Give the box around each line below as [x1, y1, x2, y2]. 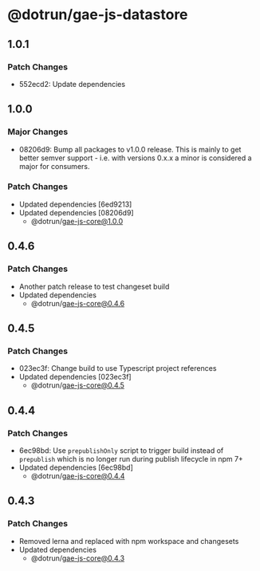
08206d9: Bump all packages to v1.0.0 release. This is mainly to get [18, 144, 242, 154]
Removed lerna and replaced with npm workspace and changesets [18, 536, 239, 545]
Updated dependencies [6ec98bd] [18, 463, 133, 472]
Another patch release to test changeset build [18, 282, 170, 291]
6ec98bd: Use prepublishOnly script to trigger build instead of [18, 445, 224, 455]
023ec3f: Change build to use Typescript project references [18, 364, 217, 373]
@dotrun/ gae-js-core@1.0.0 [30, 216, 124, 226]
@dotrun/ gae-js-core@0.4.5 [30, 380, 125, 390]
